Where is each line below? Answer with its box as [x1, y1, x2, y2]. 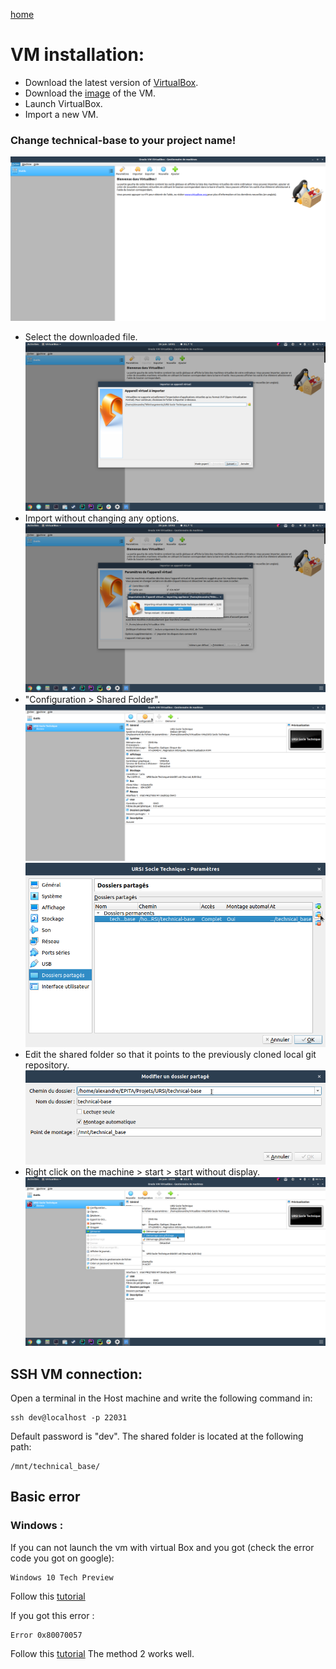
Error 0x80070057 [10, 1630, 83, 1640]
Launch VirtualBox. [24, 97, 103, 109]
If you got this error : [10, 1609, 95, 1621]
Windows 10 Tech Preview [10, 1572, 114, 1583]
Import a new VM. [24, 108, 99, 120]
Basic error [10, 1489, 81, 1506]
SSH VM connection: [10, 1365, 143, 1383]
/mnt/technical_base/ [10, 1461, 101, 1471]
